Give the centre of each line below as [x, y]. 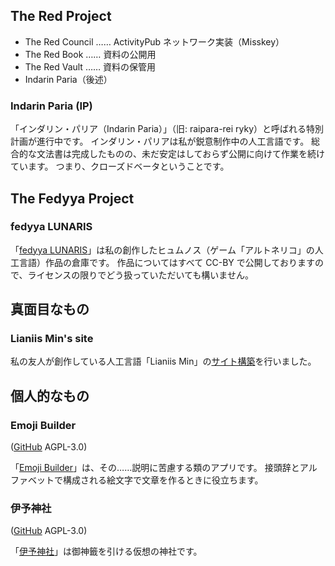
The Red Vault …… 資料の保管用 [90, 66]
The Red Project [61, 16]
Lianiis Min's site [52, 339]
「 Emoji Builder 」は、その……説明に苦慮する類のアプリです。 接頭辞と [155, 468]
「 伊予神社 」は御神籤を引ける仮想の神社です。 [106, 551]
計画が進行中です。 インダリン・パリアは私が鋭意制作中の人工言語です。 [160, 141]
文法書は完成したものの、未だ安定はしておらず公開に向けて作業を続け [180, 154]
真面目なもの [50, 309]
